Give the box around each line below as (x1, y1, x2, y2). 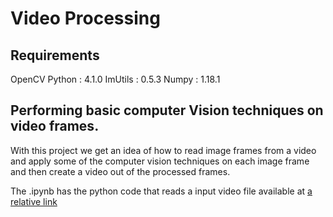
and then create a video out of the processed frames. (10, 165, 231, 177)
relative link (10, 195, 58, 207)
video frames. (10, 118, 100, 135)
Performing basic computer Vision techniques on (10, 102, 324, 119)
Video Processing (10, 7, 161, 30)
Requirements (10, 47, 100, 64)
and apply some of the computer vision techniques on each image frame (10, 155, 310, 167)
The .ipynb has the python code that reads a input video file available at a (10, 185, 313, 197)
